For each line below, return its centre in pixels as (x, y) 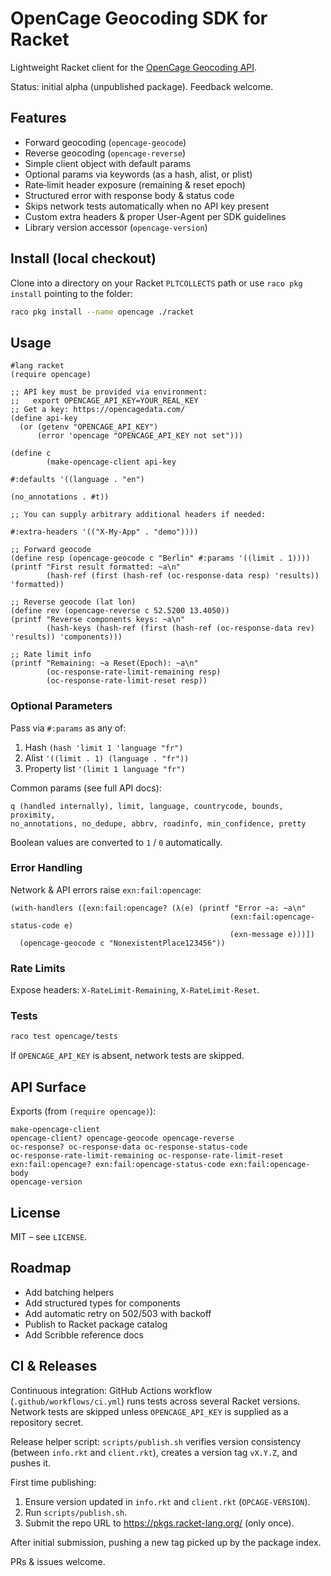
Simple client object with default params (108, 163)
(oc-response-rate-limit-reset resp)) (127, 681)
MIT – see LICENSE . (49, 1236)
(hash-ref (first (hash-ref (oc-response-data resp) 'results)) (183, 576)
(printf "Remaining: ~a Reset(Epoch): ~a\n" (104, 663)
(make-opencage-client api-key (111, 462)
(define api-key (44, 418)
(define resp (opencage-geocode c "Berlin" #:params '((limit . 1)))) (160, 558)
